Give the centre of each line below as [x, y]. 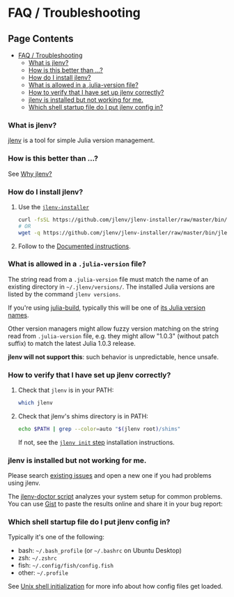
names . [18, 315]
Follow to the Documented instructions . [74, 246]
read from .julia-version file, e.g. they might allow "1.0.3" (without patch [113, 335]
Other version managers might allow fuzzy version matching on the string [113, 328]
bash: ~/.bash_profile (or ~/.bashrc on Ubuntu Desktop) [100, 551]
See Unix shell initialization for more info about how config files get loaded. [116, 587]
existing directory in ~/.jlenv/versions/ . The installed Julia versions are [111, 287]
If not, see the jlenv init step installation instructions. [96, 442]
